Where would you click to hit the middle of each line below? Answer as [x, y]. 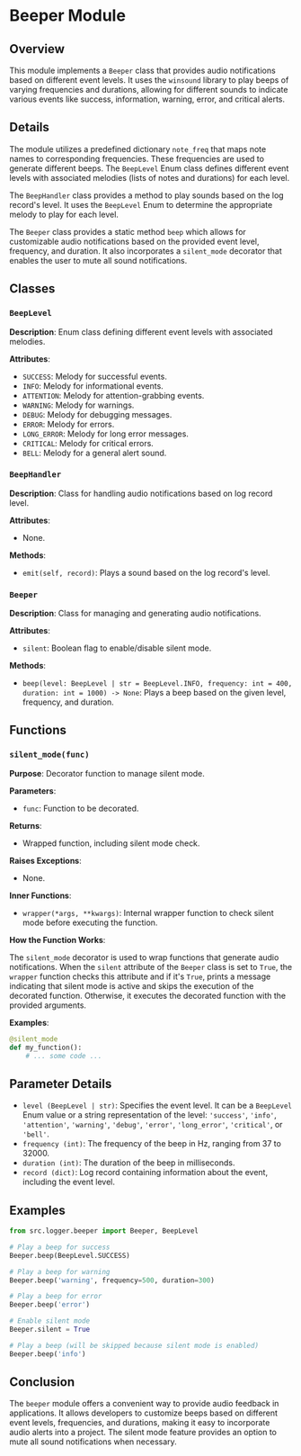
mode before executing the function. [90, 922]
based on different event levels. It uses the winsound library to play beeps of [149, 80]
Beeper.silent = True [50, 1330]
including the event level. [68, 1182]
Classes [32, 289]
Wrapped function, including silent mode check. [111, 843]
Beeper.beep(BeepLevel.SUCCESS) [70, 1255]
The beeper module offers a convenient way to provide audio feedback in [144, 1404]
